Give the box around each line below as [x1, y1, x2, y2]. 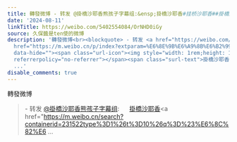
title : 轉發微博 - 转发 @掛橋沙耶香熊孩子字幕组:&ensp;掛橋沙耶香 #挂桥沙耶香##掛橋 [7, 10, 229, 18]
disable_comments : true [7, 69, 78, 76]
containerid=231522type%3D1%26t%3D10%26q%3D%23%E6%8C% [24, 120, 229, 128]
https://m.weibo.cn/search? [43, 112, 124, 120]
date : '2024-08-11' [7, 17, 65, 24]
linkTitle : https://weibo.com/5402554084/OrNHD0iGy [7, 23, 162, 30]
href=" [24, 112, 44, 120]
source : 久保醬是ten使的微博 [7, 30, 85, 37]
